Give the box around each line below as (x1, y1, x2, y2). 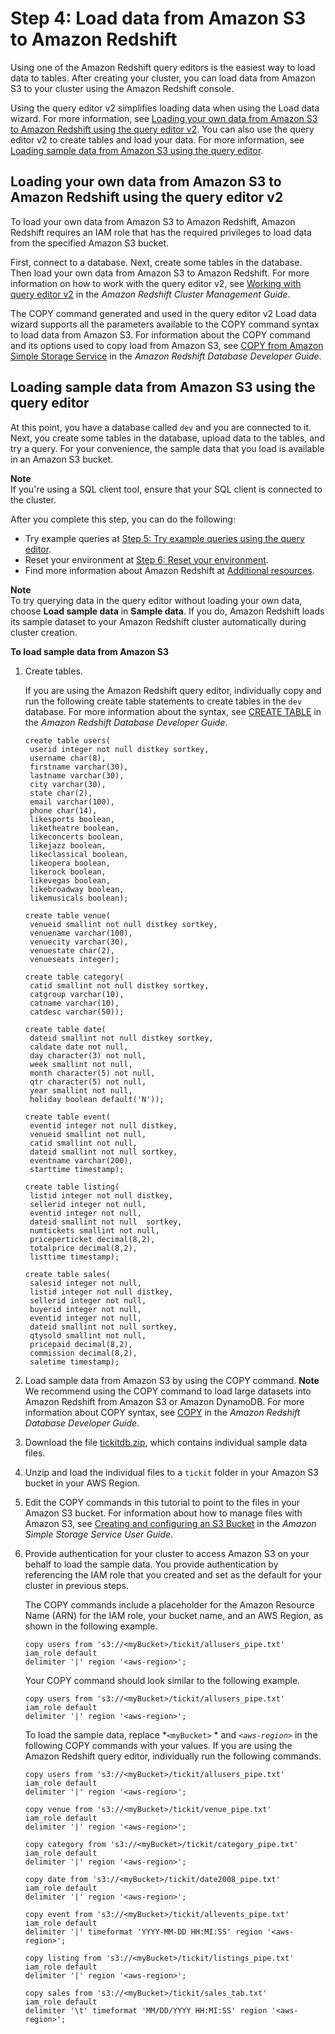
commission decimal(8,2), (29, 1348, 138, 1358)
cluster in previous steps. (24, 1579, 130, 1591)
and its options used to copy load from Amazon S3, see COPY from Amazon (10, 339, 324, 351)
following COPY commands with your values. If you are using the (24, 1739, 293, 1751)
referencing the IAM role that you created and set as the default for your (24, 1568, 322, 1581)
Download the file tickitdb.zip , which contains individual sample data (24, 1436, 308, 1448)
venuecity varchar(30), (29, 937, 129, 947)
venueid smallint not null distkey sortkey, (29, 919, 218, 929)
